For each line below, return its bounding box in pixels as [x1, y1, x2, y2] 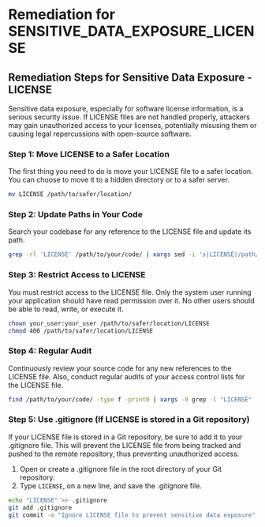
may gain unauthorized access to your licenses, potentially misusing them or [8, 121, 257, 130]
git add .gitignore [8, 503, 73, 511]
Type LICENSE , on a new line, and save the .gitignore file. [19, 480, 203, 491]
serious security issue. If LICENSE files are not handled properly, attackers [8, 112, 251, 122]
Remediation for [8, 6, 116, 24]
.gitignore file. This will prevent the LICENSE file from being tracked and [8, 440, 241, 450]
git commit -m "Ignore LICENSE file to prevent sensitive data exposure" [8, 511, 256, 519]
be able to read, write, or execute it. [8, 304, 124, 314]
